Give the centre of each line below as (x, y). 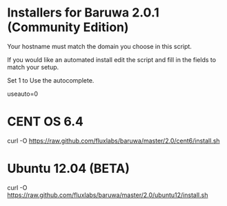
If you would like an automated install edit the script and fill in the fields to (111, 59)
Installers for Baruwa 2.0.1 (83, 13)
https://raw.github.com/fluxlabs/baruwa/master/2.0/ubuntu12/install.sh (108, 195)
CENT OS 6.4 (46, 122)
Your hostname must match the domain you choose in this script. (99, 46)
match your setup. (33, 67)
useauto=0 (23, 94)
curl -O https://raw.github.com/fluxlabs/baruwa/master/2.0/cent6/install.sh (113, 141)
